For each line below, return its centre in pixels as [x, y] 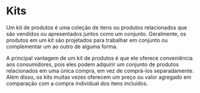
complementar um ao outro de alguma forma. [62, 46]
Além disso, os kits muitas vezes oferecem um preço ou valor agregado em [99, 77]
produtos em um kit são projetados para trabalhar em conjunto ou [87, 40]
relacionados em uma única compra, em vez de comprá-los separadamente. [100, 70]
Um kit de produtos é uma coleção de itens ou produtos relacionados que [97, 27]
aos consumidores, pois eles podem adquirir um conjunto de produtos [93, 64]
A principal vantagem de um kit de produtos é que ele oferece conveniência [99, 58]
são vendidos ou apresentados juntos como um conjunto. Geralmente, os [96, 33]
